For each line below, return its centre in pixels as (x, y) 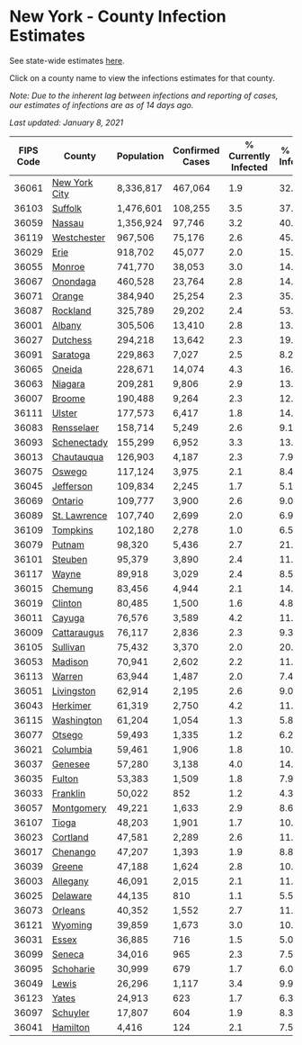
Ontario (67, 500)
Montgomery (79, 807)
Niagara (68, 383)
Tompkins (72, 530)
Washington (77, 720)
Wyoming (72, 924)
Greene (67, 866)
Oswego (70, 472)
